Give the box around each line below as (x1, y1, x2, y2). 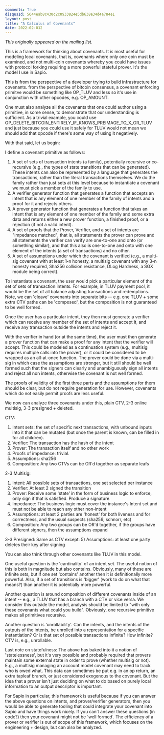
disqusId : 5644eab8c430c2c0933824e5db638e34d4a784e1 (5, 12, 115, 17)
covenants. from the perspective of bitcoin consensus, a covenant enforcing (5, 84, 159, 90)
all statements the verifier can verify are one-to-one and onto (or (12, 237, 143, 244)
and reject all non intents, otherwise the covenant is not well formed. (5, 370, 143, 376)
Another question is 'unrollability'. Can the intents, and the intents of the (5, 622, 150, 628)
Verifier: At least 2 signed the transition (12, 485, 92, 491)
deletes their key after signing (5, 542, 65, 548)
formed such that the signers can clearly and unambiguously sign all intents (5, 365, 158, 371)
